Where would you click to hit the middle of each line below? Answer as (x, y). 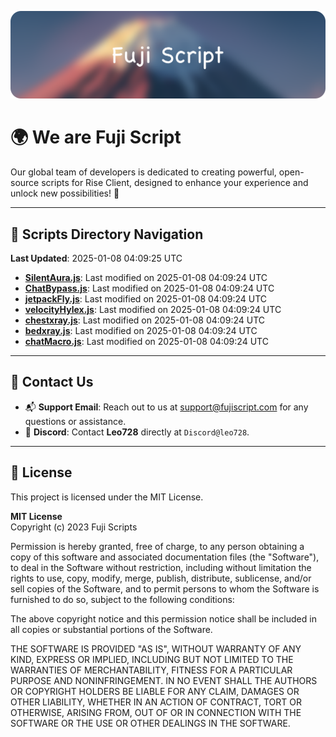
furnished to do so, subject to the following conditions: (122, 599)
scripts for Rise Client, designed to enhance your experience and (175, 183)
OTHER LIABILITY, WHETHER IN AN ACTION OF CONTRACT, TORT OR (156, 702)
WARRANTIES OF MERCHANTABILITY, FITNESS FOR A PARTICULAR (151, 670)
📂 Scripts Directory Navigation (107, 234)
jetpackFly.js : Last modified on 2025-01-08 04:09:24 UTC (146, 299)
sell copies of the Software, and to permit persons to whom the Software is (165, 588)
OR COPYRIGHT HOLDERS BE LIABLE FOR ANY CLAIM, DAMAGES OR (155, 691)
